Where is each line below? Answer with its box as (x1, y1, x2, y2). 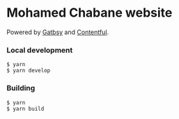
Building (6, 84, 36, 93)
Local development (6, 45, 73, 55)
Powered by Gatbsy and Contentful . (6, 28, 109, 36)
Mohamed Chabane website (6, 5, 173, 21)
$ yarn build (6, 105, 45, 112)
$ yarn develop (6, 68, 51, 74)
